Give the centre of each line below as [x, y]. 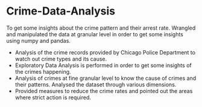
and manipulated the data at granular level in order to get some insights [95, 34]
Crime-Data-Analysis [61, 11]
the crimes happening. [43, 71]
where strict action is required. [53, 97]
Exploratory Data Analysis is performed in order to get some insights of [103, 65]
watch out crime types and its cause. [61, 59]
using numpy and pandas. [39, 41]
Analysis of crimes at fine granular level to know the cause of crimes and [106, 78]
